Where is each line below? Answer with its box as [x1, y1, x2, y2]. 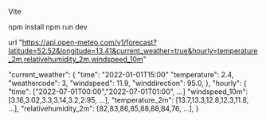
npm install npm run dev [8, 22, 88, 31]
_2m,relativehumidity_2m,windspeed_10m [8, 55, 143, 64]
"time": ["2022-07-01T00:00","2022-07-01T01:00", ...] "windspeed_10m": [8, 87, 248, 96]
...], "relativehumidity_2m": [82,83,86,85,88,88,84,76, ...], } [8, 103, 199, 113]
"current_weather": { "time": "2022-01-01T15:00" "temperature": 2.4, [8, 70, 234, 79]
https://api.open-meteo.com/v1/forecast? [22, 37, 158, 47]
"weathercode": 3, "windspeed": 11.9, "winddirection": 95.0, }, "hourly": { [8, 79, 247, 88]
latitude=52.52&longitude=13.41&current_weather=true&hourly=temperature [8, 46, 258, 55]
